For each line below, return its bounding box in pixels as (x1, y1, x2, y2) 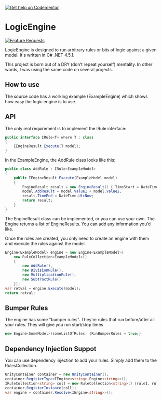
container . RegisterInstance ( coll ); (5, 385, 77, 390)
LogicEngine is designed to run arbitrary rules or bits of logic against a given (5, 46, 157, 53)
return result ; (22, 198, 53, 203)
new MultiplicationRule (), (22, 273, 77, 277)
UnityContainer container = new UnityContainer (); (5, 372, 109, 377)
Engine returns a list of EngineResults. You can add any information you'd (5, 221, 151, 227)
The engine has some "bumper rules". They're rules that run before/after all (5, 317, 155, 323)
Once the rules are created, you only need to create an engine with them (5, 235, 149, 241)
